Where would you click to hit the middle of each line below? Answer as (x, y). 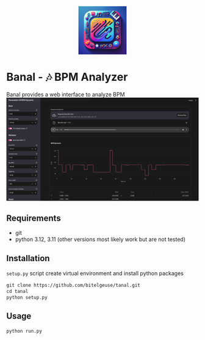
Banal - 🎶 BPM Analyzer (67, 77)
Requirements (34, 218)
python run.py (24, 331)
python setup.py (27, 297)
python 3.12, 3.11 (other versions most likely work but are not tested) (100, 239)
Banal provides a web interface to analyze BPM (66, 94)
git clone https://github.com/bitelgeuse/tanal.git (73, 285)
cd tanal (17, 291)
